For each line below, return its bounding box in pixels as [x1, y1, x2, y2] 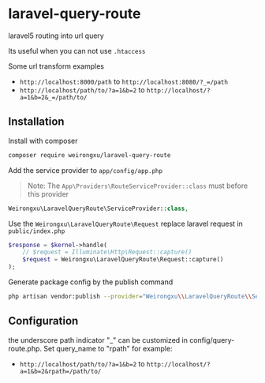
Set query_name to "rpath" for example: [43, 344, 173, 353]
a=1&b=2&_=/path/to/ [19, 93, 88, 101]
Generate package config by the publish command [8, 277, 174, 287]
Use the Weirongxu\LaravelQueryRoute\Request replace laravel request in [8, 219, 243, 228]
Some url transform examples [8, 61, 105, 71]
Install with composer [8, 136, 78, 145]
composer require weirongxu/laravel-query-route [8, 151, 171, 159]
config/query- [188, 335, 235, 344]
